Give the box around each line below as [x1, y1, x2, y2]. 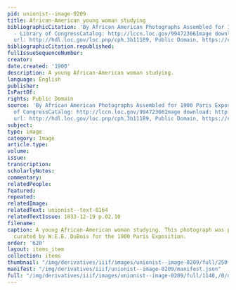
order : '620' [7, 239, 46, 246]
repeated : [7, 194, 37, 201]
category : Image [7, 134, 55, 141]
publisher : [7, 82, 39, 89]
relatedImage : [7, 200, 49, 208]
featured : [7, 187, 37, 194]
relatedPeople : [7, 180, 52, 187]
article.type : [7, 141, 49, 149]
